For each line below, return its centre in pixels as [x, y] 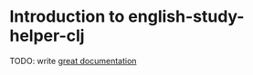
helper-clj [47, 36]
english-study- [186, 17]
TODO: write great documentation [73, 61]
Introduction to [67, 17]
